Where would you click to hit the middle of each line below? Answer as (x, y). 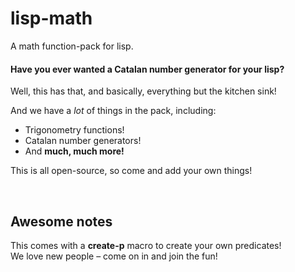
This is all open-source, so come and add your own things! (131, 171)
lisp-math (51, 18)
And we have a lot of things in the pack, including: (113, 111)
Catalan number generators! (83, 141)
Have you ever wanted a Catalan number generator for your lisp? (147, 69)
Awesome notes (61, 221)
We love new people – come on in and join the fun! (114, 256)
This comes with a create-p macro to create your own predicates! (146, 245)
